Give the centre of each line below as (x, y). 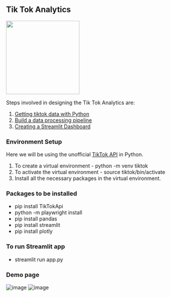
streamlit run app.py (39, 259)
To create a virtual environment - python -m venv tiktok (81, 166)
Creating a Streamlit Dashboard (52, 126)
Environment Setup (34, 142)
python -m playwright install (48, 213)
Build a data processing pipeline (53, 120)
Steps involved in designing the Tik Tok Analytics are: (71, 102)
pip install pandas (36, 219)
